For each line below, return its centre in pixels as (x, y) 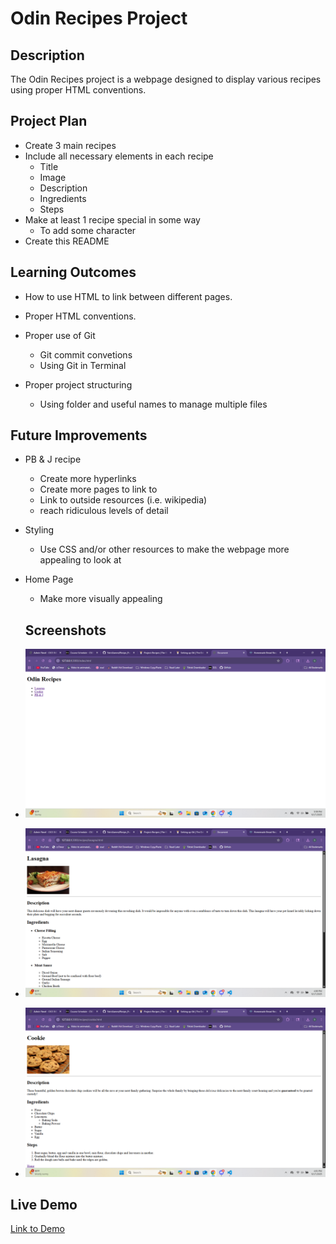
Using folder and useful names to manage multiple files (153, 404)
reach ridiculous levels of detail (104, 511)
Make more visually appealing (101, 599)
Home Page (49, 579)
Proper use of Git (60, 335)
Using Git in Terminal (83, 365)
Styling (39, 530)
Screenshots (65, 630)
